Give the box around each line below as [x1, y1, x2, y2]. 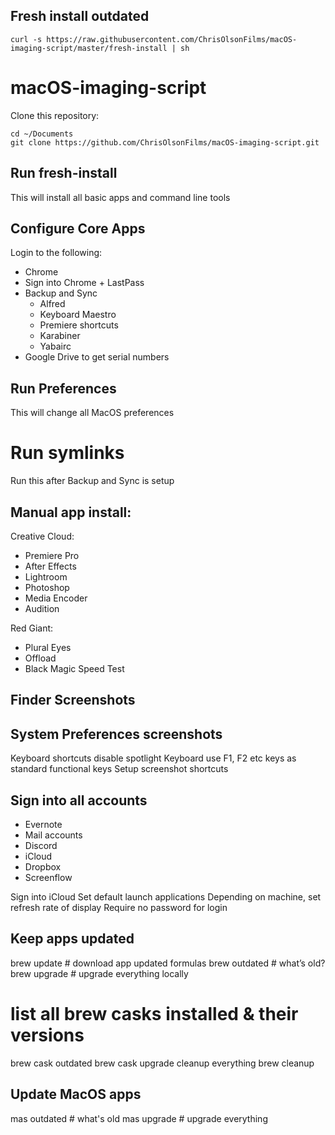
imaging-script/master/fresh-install [10, 43, 168, 53]
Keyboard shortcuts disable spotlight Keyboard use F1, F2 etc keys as [10, 752, 297, 764]
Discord [24, 839, 58, 851]
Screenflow [24, 871, 73, 883]
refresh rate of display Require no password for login [10, 901, 228, 913]
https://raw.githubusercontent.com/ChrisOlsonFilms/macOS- [46, 34, 298, 44]
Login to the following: [10, 247, 103, 259]
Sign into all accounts [10, 792, 148, 809]
